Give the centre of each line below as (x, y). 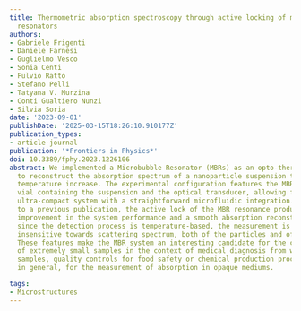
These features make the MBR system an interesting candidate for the (152, 243)
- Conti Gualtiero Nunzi (56, 101)
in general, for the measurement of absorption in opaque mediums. (146, 268)
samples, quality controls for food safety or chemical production (146, 259)
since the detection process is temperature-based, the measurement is (154, 226)
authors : (26, 34)
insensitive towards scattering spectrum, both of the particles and (150, 234)
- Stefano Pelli (39, 84)
